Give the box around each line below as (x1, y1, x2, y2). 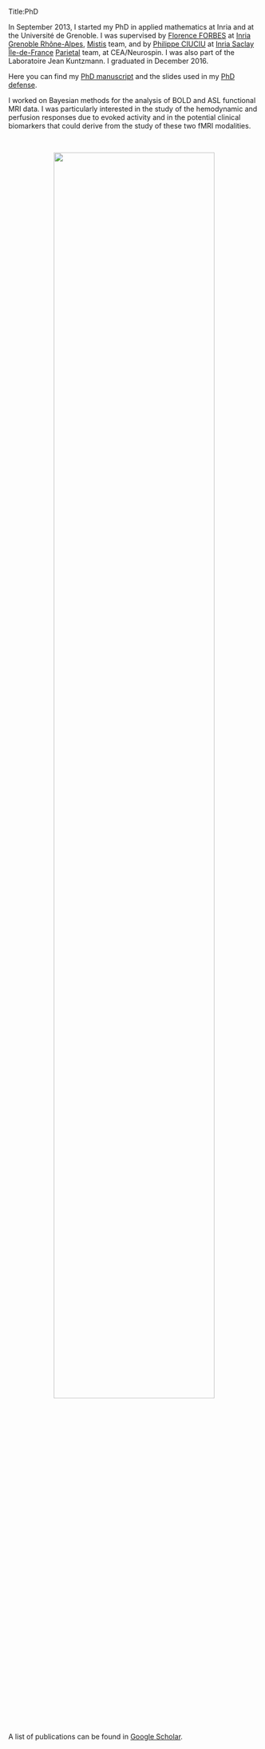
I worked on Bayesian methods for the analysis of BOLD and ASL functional (8, 96, 256, 105)
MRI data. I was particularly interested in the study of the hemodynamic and (8, 104, 258, 113)
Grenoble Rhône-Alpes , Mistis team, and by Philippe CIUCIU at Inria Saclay (8, 39, 255, 49)
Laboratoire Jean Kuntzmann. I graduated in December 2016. (8, 56, 209, 65)
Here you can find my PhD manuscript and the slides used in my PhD (8, 72, 235, 81)
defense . (8, 80, 38, 89)
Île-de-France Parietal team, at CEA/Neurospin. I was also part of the (8, 48, 235, 57)
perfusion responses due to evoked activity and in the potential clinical (8, 113, 241, 122)
